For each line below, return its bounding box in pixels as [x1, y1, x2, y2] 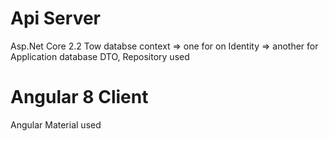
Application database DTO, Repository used [10, 50, 190, 62]
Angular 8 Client [10, 86, 149, 109]
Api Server [10, 7, 101, 30]
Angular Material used [10, 118, 102, 131]
